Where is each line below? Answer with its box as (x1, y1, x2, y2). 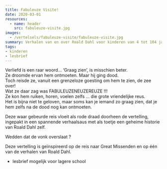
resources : (5, 16, 28, 21)
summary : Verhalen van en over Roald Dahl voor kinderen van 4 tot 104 (5, 40, 157, 45)
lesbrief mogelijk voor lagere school (12, 159, 86, 165)
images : (5, 30, 21, 35)
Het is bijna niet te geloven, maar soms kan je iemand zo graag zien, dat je (5, 99, 158, 105)
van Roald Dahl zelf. (5, 124, 46, 130)
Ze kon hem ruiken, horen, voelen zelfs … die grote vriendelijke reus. (5, 93, 146, 99)
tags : (5, 44, 16, 49)
